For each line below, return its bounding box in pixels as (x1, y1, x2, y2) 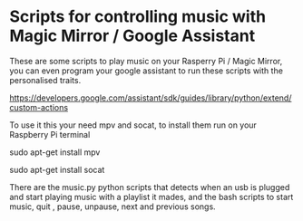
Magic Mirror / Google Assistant (9, 25, 256, 46)
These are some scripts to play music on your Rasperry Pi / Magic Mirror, (9, 55, 283, 66)
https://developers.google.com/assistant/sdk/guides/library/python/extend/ (9, 92, 292, 103)
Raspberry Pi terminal (9, 129, 91, 139)
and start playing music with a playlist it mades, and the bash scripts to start (9, 191, 294, 202)
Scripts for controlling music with (9, 6, 266, 27)
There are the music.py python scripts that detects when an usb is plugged (9, 181, 290, 192)
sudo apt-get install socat (9, 164, 105, 175)
